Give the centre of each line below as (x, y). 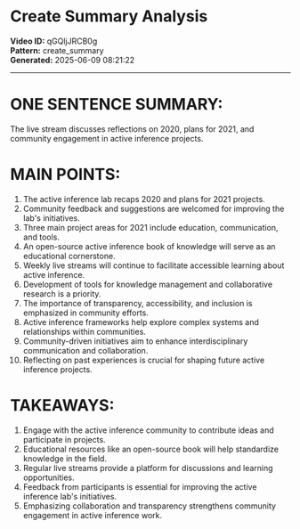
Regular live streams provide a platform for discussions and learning (148, 468)
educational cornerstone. (69, 256)
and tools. (41, 237)
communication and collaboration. (85, 350)
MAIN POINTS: (65, 175)
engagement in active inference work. (93, 515)
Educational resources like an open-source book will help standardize (151, 449)
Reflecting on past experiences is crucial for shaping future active (144, 360)
